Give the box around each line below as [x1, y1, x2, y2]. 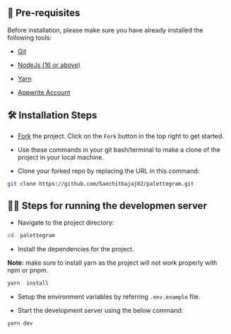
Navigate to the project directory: [17, 218, 114, 227]
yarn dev [7, 320, 33, 327]
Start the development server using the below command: [17, 306, 184, 315]
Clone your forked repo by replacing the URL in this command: [17, 167, 200, 175]
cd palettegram [7, 232, 55, 239]
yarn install [7, 280, 49, 287]
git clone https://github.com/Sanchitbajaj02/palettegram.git [7, 180, 194, 187]
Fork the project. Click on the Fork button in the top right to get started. [17, 131, 225, 140]
